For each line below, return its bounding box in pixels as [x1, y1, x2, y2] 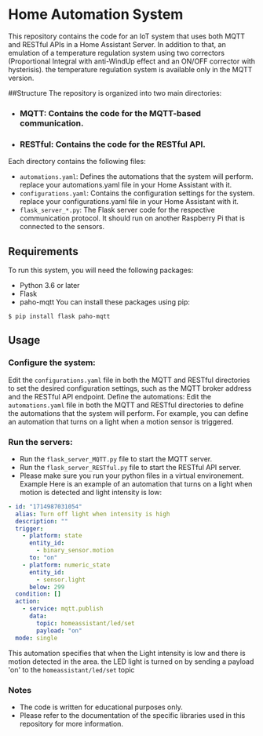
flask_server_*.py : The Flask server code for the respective [19, 206, 215, 215]
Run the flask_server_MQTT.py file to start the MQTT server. [19, 454, 213, 464]
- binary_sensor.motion [36, 547, 114, 555]
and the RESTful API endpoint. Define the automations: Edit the [8, 392, 212, 401]
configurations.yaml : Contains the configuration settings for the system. [19, 188, 255, 198]
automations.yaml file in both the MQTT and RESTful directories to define [8, 400, 244, 410]
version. [8, 73, 35, 82]
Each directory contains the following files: [8, 157, 147, 166]
